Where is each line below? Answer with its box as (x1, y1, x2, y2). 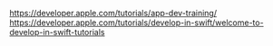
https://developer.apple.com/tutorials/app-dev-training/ (9, 8, 218, 18)
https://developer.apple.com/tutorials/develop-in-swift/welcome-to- (9, 17, 265, 28)
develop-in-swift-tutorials (9, 27, 105, 37)
